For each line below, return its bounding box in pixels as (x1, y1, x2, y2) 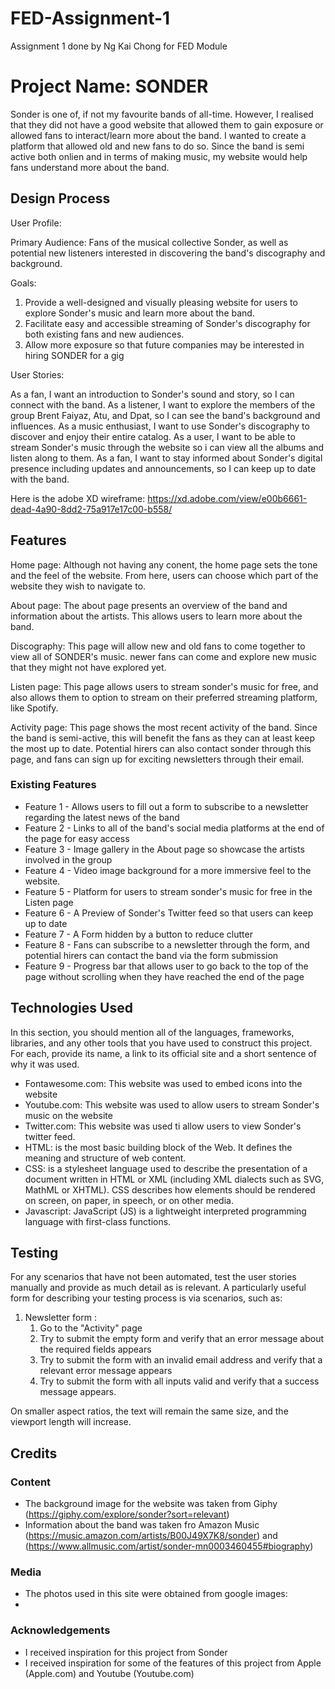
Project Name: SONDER (10, 75, 209, 98)
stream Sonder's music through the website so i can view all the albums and (10, 441, 325, 453)
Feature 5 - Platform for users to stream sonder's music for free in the (24, 885, 313, 897)
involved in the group (24, 853, 113, 866)
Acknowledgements (10, 1623, 111, 1637)
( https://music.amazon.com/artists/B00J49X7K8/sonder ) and (24, 1530, 278, 1542)
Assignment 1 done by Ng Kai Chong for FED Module (10, 40, 228, 52)
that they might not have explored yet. (10, 661, 167, 673)
